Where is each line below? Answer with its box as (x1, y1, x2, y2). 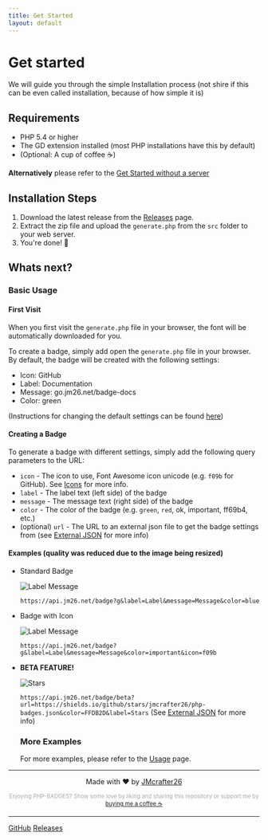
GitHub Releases (8, 823, 64, 833)
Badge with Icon (19, 610, 74, 620)
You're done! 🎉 (19, 238, 69, 248)
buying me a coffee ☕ (104, 800, 164, 808)
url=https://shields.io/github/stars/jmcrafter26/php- (19, 701, 207, 709)
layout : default (8, 19, 62, 27)
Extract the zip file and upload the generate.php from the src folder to (19, 221, 249, 231)
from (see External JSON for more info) (19, 530, 149, 540)
